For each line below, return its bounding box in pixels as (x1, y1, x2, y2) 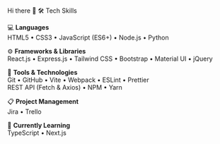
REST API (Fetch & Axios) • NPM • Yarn (7, 83, 122, 91)
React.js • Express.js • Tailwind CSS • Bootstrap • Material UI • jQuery (7, 54, 214, 63)
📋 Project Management (7, 97, 79, 105)
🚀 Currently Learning (7, 121, 71, 129)
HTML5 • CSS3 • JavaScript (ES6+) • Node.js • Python (7, 33, 169, 42)
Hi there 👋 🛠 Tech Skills (7, 6, 78, 15)
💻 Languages (7, 23, 50, 31)
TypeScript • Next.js (7, 128, 67, 137)
